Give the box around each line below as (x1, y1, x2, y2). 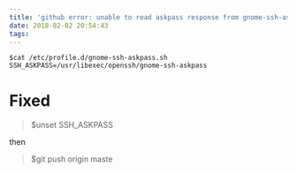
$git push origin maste (30, 154, 113, 164)
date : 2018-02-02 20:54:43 (9, 21, 109, 30)
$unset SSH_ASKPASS (30, 120, 113, 131)
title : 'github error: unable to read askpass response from (9, 12, 240, 22)
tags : (9, 29, 29, 38)
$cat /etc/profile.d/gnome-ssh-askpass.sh (9, 54, 168, 63)
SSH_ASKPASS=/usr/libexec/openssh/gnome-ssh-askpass (9, 61, 208, 71)
